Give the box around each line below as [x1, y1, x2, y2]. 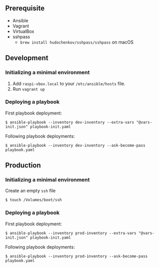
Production [5, 161, 41, 170]
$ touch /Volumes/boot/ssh [5, 198, 62, 203]
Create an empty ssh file [5, 187, 56, 194]
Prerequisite [5, 4, 45, 13]
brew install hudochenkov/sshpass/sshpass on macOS [20, 39, 134, 45]
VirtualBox [12, 28, 34, 34]
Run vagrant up [12, 86, 45, 92]
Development [5, 54, 49, 62]
